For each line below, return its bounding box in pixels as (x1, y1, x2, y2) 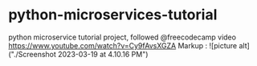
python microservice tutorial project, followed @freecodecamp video (8, 32, 237, 42)
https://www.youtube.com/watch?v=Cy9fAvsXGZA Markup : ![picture (8, 40, 238, 50)
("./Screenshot (8, 49, 56, 59)
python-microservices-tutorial (8, 6, 218, 24)
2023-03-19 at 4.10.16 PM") (57, 49, 149, 59)
